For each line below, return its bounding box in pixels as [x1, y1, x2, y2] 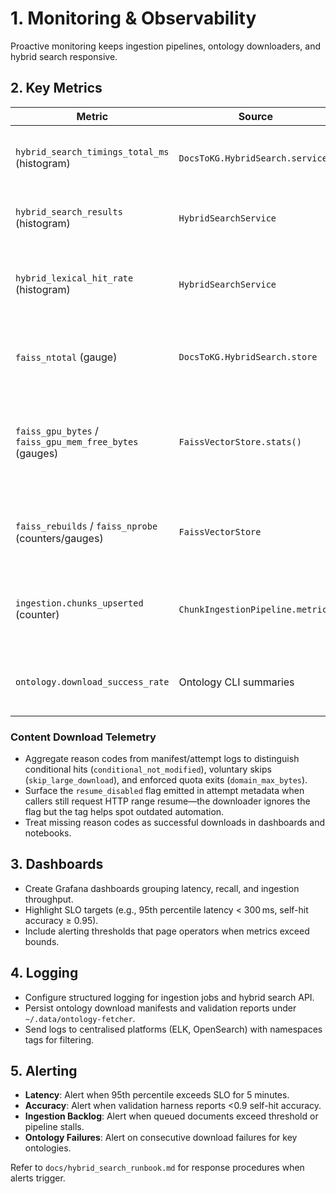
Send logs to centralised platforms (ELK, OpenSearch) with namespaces [24, 1023, 323, 1035]
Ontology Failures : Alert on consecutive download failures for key [24, 1132, 298, 1144]
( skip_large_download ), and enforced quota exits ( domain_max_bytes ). [24, 774, 308, 786]
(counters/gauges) [15, 531, 104, 545]
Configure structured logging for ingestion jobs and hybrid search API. [24, 991, 315, 1003]
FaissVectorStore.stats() [178, 436, 302, 447]
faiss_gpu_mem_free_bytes [15, 436, 139, 447]
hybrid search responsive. [10, 50, 118, 62]
